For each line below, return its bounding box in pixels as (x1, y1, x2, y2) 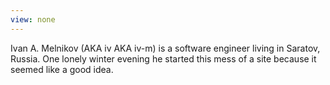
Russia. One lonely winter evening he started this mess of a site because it (10, 52, 317, 65)
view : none (10, 14, 56, 25)
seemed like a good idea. (10, 63, 114, 75)
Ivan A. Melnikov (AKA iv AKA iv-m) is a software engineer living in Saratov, (10, 42, 321, 54)
